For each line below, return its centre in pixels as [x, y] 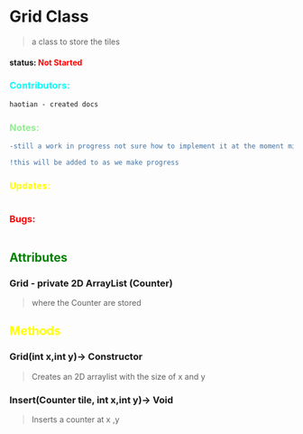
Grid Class [49, 17]
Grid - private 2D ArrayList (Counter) [91, 283]
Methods [35, 331]
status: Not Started [46, 62]
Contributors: [40, 86]
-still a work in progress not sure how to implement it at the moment [147, 146]
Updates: [30, 185]
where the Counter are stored [86, 303]
